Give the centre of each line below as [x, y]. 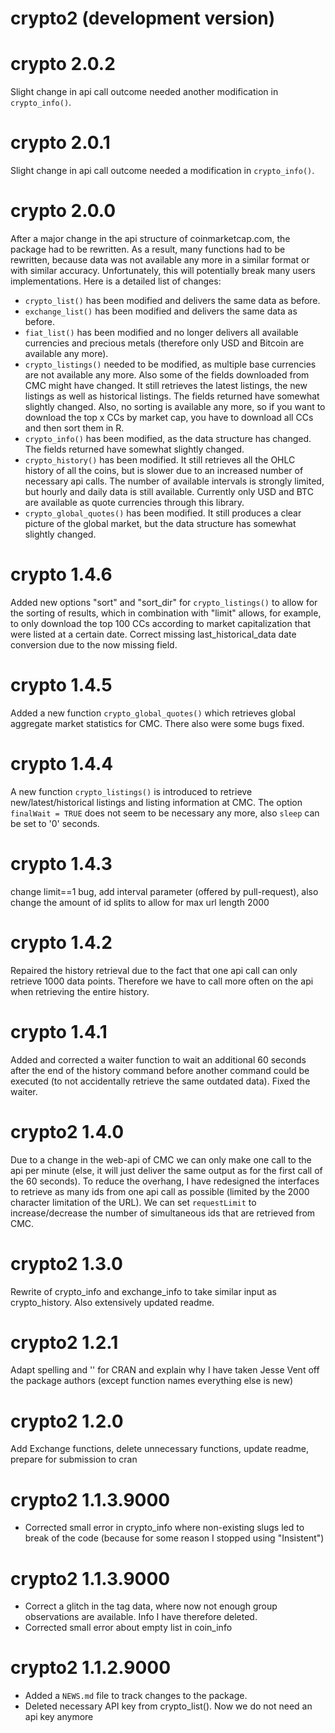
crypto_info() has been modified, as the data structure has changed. [168, 438]
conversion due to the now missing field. [94, 644]
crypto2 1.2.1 [64, 1342]
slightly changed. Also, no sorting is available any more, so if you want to [175, 406]
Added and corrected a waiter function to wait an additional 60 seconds [158, 1059]
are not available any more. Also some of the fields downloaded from [167, 375]
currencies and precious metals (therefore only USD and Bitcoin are [164, 343]
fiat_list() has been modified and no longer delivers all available [161, 332]
